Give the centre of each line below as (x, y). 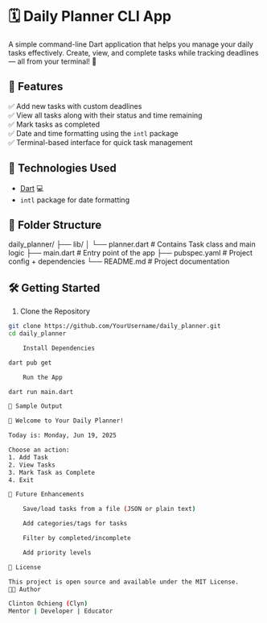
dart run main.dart (41, 392)
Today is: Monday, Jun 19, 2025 (62, 436)
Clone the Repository (55, 311)
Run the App (43, 377)
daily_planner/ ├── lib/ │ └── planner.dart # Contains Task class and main (132, 244)
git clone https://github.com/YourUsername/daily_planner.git (115, 326)
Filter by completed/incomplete (77, 538)
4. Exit (21, 480)
